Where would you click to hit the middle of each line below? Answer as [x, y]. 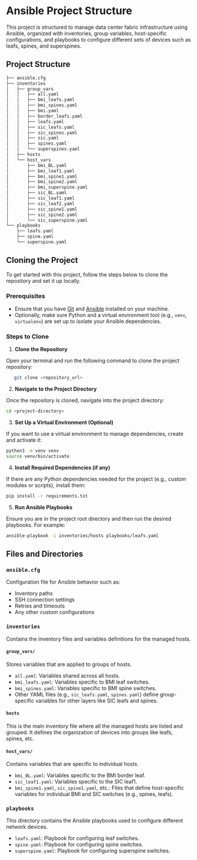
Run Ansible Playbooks [43, 507]
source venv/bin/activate [38, 456]
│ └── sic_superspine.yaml [47, 220]
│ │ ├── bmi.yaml [33, 111]
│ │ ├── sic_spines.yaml [42, 133]
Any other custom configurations [54, 612]
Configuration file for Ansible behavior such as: [63, 582]
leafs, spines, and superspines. [44, 46]
